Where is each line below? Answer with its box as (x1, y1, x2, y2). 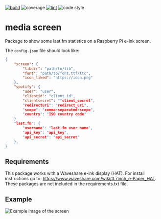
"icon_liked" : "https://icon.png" (23, 75, 93, 81)
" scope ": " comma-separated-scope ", (23, 107, 95, 112)
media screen (5, 22, 62, 33)
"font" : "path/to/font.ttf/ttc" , (23, 71, 91, 76)
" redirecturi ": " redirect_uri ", (23, 103, 89, 108)
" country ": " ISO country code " (23, 112, 87, 117)
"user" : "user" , (23, 89, 56, 94)
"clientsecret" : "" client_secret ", (23, 98, 95, 103)
